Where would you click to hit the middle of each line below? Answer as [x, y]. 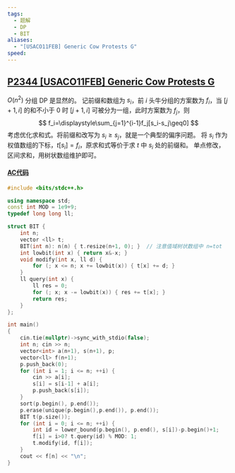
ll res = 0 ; [50, 286]
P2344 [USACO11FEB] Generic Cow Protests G [111, 82]
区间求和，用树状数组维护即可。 [54, 155]
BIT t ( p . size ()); [46, 417]
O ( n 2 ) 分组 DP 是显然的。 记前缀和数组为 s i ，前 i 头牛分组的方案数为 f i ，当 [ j [117, 100]
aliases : [20, 40]
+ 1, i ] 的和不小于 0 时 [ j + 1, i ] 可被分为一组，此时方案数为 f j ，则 [99, 111]
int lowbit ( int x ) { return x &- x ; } [74, 253]
